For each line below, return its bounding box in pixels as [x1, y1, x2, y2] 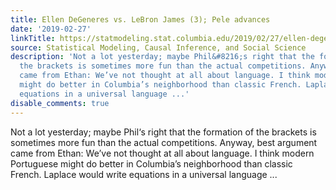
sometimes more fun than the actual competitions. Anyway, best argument [10, 136, 318, 148]
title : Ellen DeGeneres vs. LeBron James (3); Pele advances [10, 14, 271, 25]
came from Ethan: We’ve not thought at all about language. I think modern [10, 147, 315, 159]
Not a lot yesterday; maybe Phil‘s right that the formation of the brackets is [10, 126, 317, 138]
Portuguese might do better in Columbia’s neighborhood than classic [10, 157, 293, 170]
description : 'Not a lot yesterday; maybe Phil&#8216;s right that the [10, 52, 315, 62]
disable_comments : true [10, 98, 110, 108]
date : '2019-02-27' [10, 24, 92, 34]
